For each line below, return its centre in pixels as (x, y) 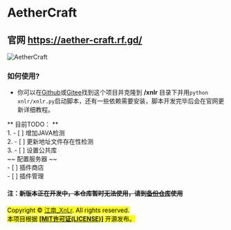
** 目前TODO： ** (33, 124)
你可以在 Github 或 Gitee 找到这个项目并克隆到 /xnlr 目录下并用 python (113, 93)
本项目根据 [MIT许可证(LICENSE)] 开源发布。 (72, 218)
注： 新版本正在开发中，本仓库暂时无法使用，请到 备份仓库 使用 (95, 193)
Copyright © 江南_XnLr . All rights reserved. (68, 210)
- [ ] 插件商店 (26, 168)
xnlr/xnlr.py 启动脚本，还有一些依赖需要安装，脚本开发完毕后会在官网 (118, 101)
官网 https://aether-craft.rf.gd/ (75, 40)
